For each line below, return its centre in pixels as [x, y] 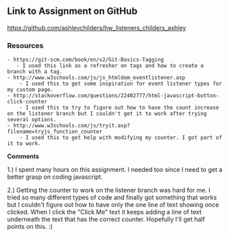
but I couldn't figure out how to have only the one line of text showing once [113, 205]
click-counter [27, 102]
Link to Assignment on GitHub [72, 11]
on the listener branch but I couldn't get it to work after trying [107, 114]
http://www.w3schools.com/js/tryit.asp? [72, 126]
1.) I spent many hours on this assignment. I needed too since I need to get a [115, 170]
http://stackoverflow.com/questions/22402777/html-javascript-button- [116, 96]
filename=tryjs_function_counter [55, 132]
